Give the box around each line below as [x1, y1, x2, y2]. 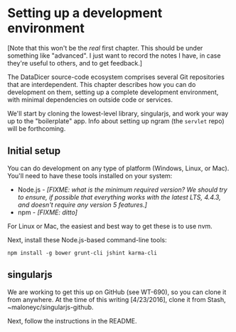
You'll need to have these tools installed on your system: [7, 171, 173, 180]
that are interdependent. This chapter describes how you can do [7, 80, 196, 88]
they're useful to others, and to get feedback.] [7, 58, 143, 67]
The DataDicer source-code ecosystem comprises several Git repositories [7, 73, 225, 81]
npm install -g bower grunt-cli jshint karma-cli [7, 249, 158, 256]
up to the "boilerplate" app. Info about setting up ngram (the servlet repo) [7, 116, 225, 125]
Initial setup [7, 145, 61, 157]
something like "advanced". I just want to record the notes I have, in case [7, 51, 221, 60]
